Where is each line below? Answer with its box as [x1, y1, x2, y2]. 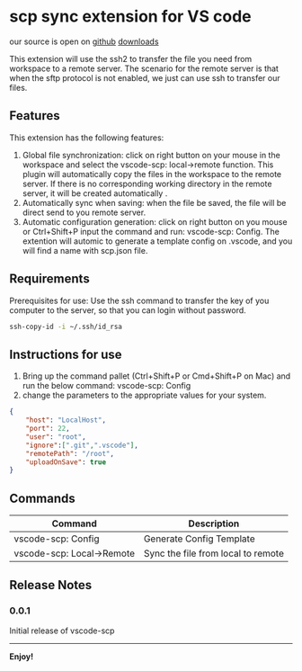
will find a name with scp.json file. [22, 245, 148, 255]
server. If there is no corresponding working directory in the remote [22, 178, 272, 189]
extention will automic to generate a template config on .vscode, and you [22, 236, 293, 246]
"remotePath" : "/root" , [25, 449, 115, 458]
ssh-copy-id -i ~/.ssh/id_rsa [9, 322, 123, 331]
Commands [9, 490, 76, 505]
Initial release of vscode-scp [9, 625, 115, 636]
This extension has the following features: [9, 132, 164, 143]
